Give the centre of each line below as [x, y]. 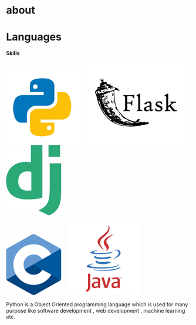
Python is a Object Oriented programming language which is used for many [97, 304]
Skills [13, 53]
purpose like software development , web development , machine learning [96, 310]
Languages [34, 37]
